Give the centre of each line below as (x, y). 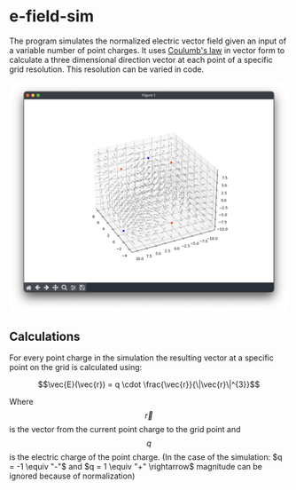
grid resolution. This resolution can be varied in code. (107, 69)
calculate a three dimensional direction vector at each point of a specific (141, 59)
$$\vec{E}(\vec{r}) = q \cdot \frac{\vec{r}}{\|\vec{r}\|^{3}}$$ (149, 384)
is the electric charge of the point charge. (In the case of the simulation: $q (146, 457)
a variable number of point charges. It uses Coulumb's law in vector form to (147, 50)
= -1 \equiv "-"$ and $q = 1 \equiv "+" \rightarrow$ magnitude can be (136, 467)
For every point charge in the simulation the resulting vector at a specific (142, 358)
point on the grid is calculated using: (76, 367)
